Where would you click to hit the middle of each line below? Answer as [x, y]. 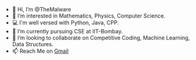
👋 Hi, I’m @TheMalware [42, 9]
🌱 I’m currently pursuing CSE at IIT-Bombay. [67, 31]
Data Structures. [33, 44]
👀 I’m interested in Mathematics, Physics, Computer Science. [89, 16]
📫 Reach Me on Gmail [40, 51]
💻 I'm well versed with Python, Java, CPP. [65, 22]
